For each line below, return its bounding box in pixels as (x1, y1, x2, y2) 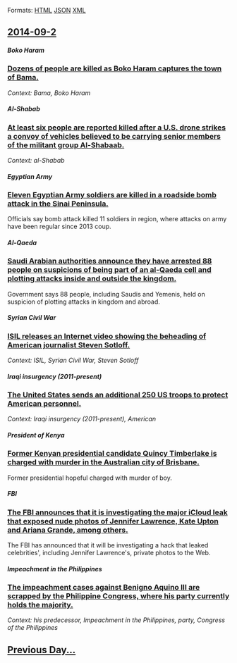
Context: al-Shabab (7, 156, 65, 165)
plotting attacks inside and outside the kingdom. (7, 274, 177, 284)
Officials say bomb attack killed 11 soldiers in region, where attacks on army (7, 215, 227, 223)
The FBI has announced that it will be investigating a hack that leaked (7, 541, 209, 550)
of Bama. (7, 73, 39, 82)
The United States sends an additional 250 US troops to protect (7, 390, 229, 400)
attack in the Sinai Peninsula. (7, 199, 109, 209)
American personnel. (7, 399, 82, 409)
